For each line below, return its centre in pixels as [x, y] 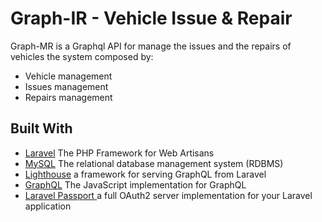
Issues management [66, 86]
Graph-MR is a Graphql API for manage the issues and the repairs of [151, 46]
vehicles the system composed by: [82, 56]
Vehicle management [68, 76]
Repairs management [68, 97]
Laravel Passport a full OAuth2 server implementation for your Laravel [168, 195]
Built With [41, 128]
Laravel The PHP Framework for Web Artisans [119, 153]
